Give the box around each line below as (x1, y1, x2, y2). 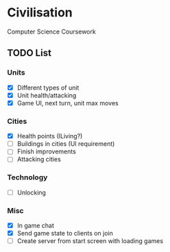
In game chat (16, 221, 55, 230)
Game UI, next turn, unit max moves (16, 99, 119, 107)
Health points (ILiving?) (16, 132, 83, 140)
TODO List (7, 47, 51, 59)
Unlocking (16, 188, 47, 197)
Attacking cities (16, 155, 62, 164)
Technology (7, 173, 48, 182)
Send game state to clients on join (16, 229, 113, 238)
